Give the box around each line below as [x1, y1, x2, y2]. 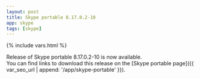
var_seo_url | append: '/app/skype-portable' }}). [6, 66, 126, 74]
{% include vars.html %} [6, 42, 68, 49]
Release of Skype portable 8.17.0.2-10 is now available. [6, 53, 143, 60]
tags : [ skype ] [6, 25, 42, 32]
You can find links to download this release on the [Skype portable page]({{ [6, 60, 195, 67]
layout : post [6, 8, 39, 15]
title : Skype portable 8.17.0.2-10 [6, 14, 96, 20]
